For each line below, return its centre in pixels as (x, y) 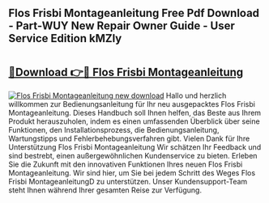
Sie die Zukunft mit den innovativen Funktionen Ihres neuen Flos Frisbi (126, 164)
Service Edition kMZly (65, 38)
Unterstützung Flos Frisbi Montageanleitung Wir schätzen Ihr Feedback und (135, 147)
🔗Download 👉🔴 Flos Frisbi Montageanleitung (126, 72)
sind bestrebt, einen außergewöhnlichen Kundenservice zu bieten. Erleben (133, 156)
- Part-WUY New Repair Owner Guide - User (122, 26)
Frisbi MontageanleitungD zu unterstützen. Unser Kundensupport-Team (128, 182)
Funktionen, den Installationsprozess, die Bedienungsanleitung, (114, 130)
